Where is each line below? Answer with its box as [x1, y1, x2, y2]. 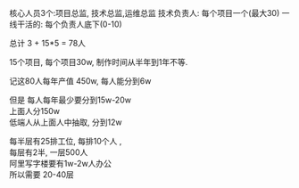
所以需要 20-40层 [9, 169, 74, 180]
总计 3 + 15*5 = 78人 [9, 38, 87, 48]
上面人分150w [9, 106, 61, 116]
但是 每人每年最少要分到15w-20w [9, 94, 132, 105]
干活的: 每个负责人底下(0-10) [16, 19, 122, 29]
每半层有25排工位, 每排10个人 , [9, 136, 122, 146]
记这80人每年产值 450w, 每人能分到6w [9, 76, 152, 86]
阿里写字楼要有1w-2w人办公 [9, 159, 112, 168]
